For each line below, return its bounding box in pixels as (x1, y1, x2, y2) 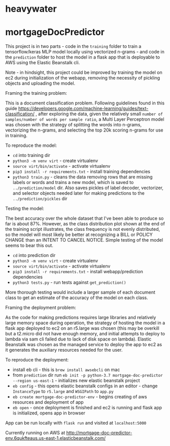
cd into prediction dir (12, 252, 56, 258)
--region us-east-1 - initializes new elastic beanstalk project (12, 378, 140, 384)
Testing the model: (5, 205, 45, 212)
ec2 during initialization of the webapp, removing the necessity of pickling (5, 75, 160, 81)
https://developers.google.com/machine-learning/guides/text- (18, 106, 149, 112)
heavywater (5, 3, 57, 15)
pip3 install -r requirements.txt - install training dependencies (12, 169, 151, 175)
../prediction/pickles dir (12, 196, 67, 202)
